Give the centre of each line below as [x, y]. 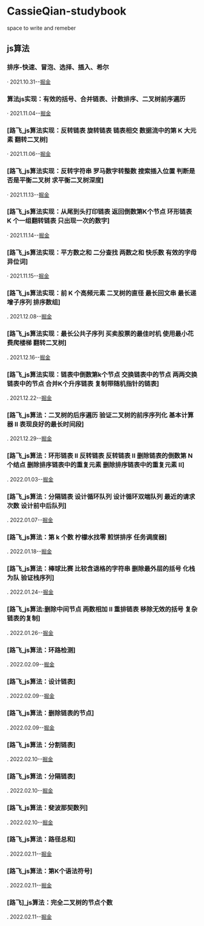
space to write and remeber [41, 28]
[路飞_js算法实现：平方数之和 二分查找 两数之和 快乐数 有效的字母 [102, 252]
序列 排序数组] [40, 303]
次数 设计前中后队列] [37, 506]
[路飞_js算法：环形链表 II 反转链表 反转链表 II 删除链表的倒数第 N [100, 456]
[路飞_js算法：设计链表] [41, 682]
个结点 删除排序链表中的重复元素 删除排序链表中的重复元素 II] [96, 465]
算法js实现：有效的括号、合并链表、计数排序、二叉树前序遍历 [96, 99]
